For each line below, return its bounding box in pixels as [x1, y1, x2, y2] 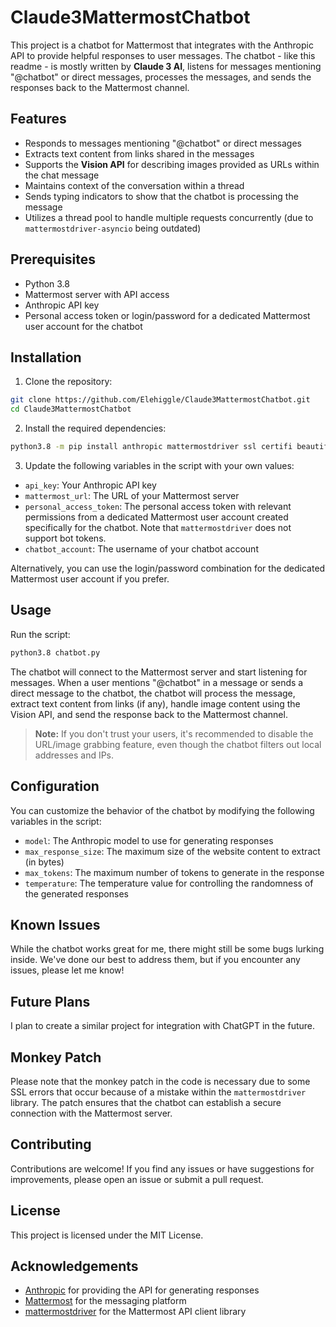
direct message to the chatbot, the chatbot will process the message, [10, 687, 296, 699]
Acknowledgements [10, 1257, 139, 1275]
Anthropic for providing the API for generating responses [24, 1284, 260, 1296]
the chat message [24, 169, 100, 181]
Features [10, 111, 67, 128]
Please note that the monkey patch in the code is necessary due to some [10, 1075, 311, 1087]
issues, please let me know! [10, 964, 125, 976]
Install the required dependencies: [24, 422, 167, 435]
